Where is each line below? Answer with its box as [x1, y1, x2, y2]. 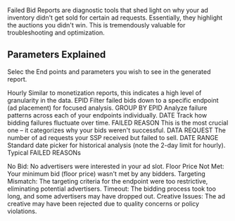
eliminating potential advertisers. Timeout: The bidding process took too [7, 184, 217, 193]
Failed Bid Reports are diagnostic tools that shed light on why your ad [7, 6, 209, 14]
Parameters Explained [7, 49, 106, 61]
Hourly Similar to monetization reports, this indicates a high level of [7, 88, 202, 97]
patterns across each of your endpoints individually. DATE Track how [7, 110, 208, 119]
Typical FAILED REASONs [7, 148, 81, 157]
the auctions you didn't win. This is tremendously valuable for [7, 21, 186, 29]
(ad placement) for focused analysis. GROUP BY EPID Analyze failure [7, 103, 208, 112]
